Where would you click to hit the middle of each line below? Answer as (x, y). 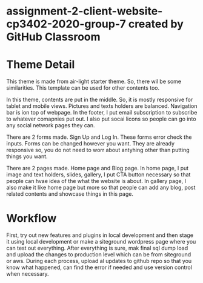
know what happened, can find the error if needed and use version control (99, 267)
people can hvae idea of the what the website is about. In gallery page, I (96, 181)
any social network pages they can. (51, 125)
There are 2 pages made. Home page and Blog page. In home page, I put (98, 168)
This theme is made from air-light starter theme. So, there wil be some (94, 82)
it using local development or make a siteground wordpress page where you (101, 242)
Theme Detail (41, 65)
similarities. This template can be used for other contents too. (83, 88)
